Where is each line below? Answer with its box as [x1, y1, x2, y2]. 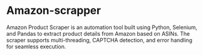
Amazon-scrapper [6, 4, 101, 18]
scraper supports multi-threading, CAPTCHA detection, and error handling [6, 36, 193, 44]
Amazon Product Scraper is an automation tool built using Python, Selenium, [6, 24, 198, 31]
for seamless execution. [6, 43, 66, 50]
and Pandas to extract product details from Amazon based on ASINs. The [6, 30, 190, 37]
